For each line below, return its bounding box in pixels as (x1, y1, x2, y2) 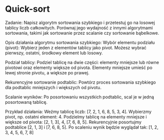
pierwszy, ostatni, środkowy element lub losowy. (5, 50, 103, 56)
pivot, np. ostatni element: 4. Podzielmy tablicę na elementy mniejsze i (5, 114, 147, 119)
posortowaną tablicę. (5, 99, 48, 105)
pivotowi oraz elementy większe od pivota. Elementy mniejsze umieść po (5, 65, 153, 70)
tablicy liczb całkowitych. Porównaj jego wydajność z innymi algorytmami (5, 24, 153, 30)
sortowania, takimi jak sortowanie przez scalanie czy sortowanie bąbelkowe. (5, 30, 159, 36)
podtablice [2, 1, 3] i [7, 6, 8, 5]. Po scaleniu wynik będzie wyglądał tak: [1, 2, (5, 124, 159, 130)
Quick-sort (5, 3, 50, 15)
